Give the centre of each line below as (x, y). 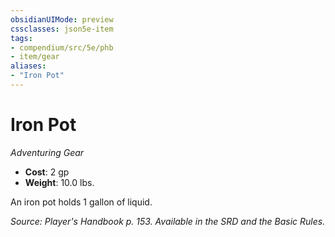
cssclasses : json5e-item (62, 29)
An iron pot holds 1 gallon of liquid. (81, 202)
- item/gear (35, 57)
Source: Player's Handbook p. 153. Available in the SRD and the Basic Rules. (168, 221)
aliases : (28, 66)
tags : (21, 38)
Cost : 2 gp (47, 172)
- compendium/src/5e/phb (62, 47)
